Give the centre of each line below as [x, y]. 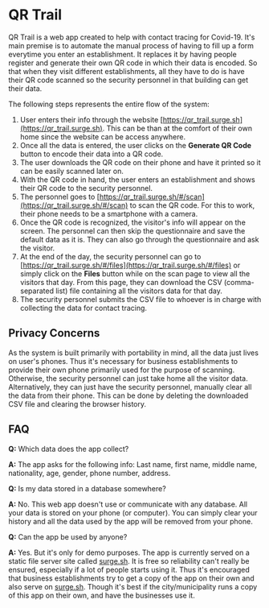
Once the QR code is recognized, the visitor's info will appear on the [133, 222]
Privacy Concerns [54, 333]
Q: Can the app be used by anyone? [68, 536]
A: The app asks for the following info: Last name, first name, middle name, [132, 464]
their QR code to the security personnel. [86, 188]
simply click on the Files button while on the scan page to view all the [135, 273]
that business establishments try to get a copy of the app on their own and [131, 578]
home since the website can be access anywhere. [103, 136]
